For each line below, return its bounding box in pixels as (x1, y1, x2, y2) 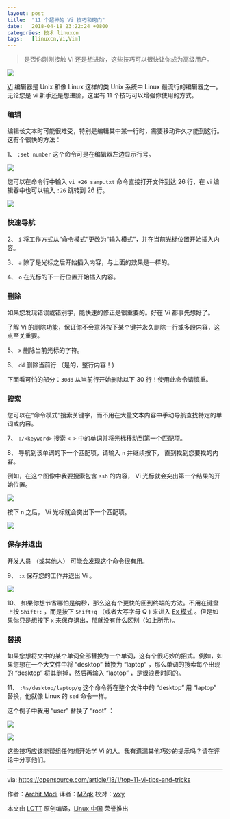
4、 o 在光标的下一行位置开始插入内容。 (7, 273, 120, 281)
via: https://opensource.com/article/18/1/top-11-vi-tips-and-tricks (7, 775, 191, 783)
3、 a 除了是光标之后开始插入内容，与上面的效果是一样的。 (7, 258, 173, 266)
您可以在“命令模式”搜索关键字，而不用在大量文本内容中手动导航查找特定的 (7, 411, 217, 419)
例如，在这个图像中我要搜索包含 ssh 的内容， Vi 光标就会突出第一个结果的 (7, 472, 215, 481)
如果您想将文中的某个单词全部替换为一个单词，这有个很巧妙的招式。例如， (7, 651, 217, 660)
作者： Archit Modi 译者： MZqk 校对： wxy (7, 789, 125, 798)
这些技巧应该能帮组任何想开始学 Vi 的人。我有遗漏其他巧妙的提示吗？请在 (7, 746, 214, 755)
